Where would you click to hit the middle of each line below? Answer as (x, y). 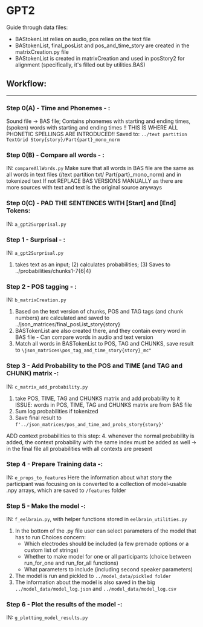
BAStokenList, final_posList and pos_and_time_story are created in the (102, 45)
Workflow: (27, 84)
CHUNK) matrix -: (33, 373)
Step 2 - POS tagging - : (42, 286)
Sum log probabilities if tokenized (56, 411)
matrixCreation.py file (42, 51)
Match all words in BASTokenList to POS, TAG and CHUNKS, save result (104, 344)
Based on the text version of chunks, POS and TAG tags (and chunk (99, 312)
